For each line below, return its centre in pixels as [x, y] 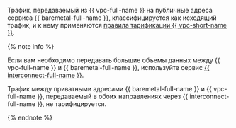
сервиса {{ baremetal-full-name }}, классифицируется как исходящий [112, 18]
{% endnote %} [30, 117]
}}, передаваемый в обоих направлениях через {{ [113, 96]
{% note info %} [31, 46]
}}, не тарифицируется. [72, 104]
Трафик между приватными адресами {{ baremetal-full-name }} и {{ [110, 89]
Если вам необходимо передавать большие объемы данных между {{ [114, 60]
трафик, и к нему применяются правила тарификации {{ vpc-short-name [117, 25]
